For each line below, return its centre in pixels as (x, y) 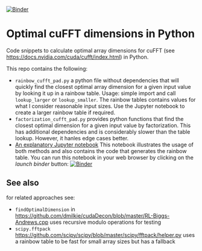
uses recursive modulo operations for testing (106, 222)
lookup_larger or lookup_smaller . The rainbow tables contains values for (105, 99)
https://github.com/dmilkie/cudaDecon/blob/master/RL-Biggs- (92, 215)
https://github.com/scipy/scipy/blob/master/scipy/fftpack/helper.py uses (105, 235)
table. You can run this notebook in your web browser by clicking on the (104, 157)
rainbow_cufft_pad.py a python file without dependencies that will (97, 80)
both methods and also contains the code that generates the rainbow (101, 151)
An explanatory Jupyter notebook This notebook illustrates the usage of (104, 145)
